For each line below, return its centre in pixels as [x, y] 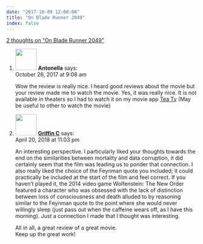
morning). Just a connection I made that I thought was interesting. [97, 216]
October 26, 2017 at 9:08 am [51, 75]
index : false [23, 23]
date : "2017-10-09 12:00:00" [43, 12]
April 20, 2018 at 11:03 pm [47, 140]
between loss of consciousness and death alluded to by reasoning [98, 197]
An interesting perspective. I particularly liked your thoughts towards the [105, 152]
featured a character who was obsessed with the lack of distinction [99, 190]
